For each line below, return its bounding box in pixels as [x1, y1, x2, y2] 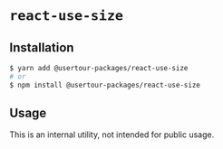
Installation [9, 40, 74, 55]
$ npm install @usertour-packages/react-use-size [9, 80, 201, 89]
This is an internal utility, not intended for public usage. [9, 129, 215, 140]
